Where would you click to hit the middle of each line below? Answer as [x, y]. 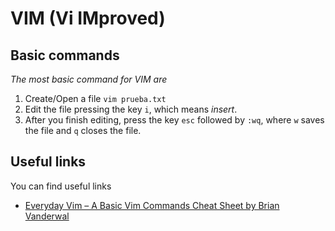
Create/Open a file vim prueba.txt [95, 98]
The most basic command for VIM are [89, 79]
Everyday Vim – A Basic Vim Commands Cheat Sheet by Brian [152, 205]
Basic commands [65, 55]
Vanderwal [47, 216]
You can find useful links [61, 186]
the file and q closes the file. [83, 130]
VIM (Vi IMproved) [88, 18]
